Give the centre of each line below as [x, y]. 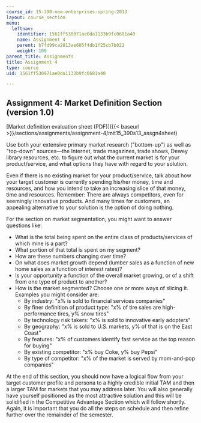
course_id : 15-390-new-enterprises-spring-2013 [67, 12]
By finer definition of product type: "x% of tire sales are [92, 308]
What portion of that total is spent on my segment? [78, 250]
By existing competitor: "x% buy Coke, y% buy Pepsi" [91, 352]
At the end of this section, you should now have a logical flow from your [95, 377]
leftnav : [22, 29]
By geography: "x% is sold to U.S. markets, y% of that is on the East [108, 327]
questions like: [24, 225]
